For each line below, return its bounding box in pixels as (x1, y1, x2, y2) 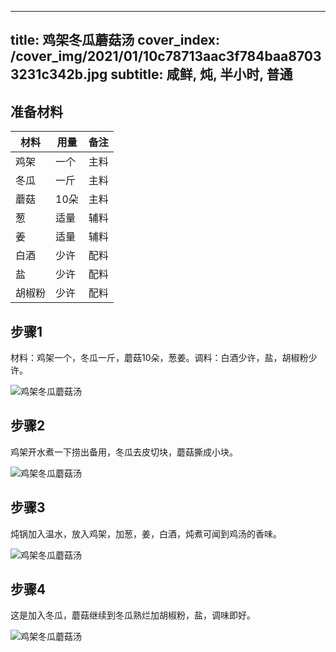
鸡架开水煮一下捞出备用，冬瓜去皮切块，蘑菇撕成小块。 (10, 446, 238, 458)
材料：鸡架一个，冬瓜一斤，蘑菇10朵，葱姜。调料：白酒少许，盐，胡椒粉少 (10, 352, 318, 364)
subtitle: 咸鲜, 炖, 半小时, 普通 (110, 66, 293, 83)
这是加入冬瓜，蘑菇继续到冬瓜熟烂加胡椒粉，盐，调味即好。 (10, 609, 256, 621)
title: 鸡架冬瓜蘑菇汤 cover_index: (10, 32, 221, 49)
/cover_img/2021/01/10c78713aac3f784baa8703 (10, 48, 322, 65)
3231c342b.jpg (10, 66, 108, 83)
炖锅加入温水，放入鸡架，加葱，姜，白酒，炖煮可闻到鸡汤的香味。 (10, 527, 282, 540)
